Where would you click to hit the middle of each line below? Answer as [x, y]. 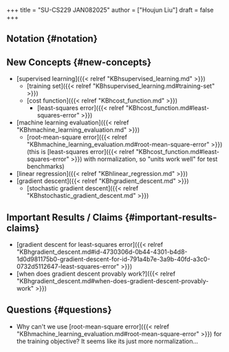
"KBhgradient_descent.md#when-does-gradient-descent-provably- [112, 281]
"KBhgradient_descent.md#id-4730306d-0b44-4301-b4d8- [102, 252]
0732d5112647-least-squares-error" [68, 267]
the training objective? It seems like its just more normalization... [107, 341]
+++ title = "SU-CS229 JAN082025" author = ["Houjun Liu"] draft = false [110, 10]
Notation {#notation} [52, 39]
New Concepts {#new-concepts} [79, 62]
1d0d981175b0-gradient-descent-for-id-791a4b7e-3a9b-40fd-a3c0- [113, 259]
